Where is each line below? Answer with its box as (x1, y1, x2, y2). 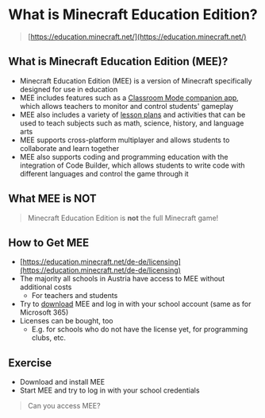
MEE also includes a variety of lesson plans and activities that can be (19, 110, 246, 119)
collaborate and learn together (19, 143, 120, 153)
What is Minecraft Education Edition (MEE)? (8, 55, 229, 68)
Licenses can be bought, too (19, 316, 113, 326)
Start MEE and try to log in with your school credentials (19, 385, 200, 395)
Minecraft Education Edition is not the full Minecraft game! (27, 213, 219, 223)
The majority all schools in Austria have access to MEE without (19, 274, 225, 284)
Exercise (8, 356, 52, 370)
